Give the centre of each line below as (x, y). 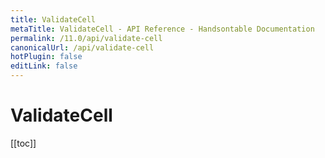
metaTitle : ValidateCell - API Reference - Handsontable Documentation (162, 29)
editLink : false (44, 66)
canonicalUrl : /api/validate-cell (82, 47)
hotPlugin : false (46, 57)
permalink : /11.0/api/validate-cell (86, 38)
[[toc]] (23, 143)
